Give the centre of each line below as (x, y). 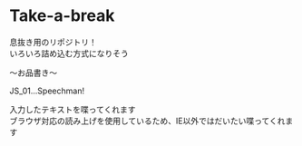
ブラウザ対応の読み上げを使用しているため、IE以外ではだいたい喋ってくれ (147, 121)
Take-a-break (62, 16)
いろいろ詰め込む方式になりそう (69, 53)
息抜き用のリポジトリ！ (53, 42)
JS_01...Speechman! (47, 91)
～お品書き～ (33, 73)
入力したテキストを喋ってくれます (73, 109)
